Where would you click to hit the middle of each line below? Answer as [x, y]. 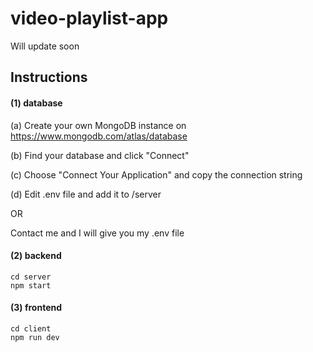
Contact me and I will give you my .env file [97, 233]
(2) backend [36, 256]
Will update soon [45, 46]
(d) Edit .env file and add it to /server [86, 194]
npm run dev [35, 337]
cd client [31, 328]
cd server [31, 277]
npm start [31, 285]
